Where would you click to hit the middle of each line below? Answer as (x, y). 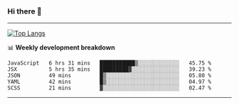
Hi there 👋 (25, 11)
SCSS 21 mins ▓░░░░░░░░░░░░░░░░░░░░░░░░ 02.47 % (110, 88)
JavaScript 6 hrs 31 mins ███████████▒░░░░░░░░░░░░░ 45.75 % (110, 63)
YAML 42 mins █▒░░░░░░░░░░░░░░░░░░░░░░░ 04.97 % (110, 82)
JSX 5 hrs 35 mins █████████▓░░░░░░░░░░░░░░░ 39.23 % (110, 70)
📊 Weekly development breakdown (61, 48)
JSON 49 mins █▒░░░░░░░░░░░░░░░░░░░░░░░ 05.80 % (110, 76)
